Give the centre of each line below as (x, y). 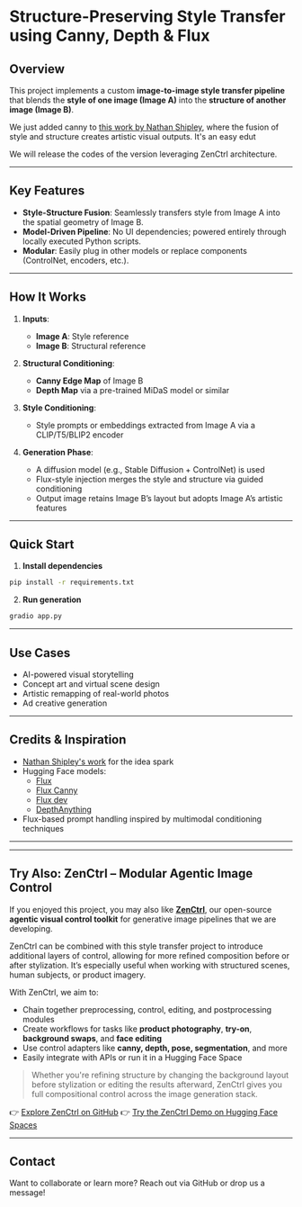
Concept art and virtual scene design (91, 684)
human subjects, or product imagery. (78, 975)
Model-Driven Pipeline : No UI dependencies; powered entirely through (154, 231)
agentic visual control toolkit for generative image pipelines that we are (143, 919)
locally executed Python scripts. (82, 241)
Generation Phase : (58, 452)
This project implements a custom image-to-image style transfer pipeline (147, 90)
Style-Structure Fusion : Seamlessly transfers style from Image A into (151, 212)
